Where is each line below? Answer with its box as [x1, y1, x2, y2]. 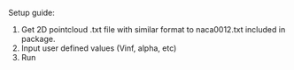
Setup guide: [8, 8, 55, 17]
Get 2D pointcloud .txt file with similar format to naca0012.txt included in [20, 24, 286, 34]
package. [20, 34, 56, 44]
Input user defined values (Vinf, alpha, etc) [20, 43, 177, 53]
